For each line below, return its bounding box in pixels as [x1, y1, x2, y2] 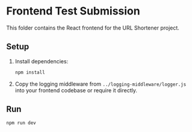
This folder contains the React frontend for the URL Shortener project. [6, 24, 179, 31]
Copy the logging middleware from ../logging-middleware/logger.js [14, 80, 187, 87]
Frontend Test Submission [6, 4, 140, 18]
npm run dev [6, 120, 36, 126]
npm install [14, 69, 45, 75]
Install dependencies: [14, 57, 69, 64]
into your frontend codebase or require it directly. [14, 86, 137, 94]
